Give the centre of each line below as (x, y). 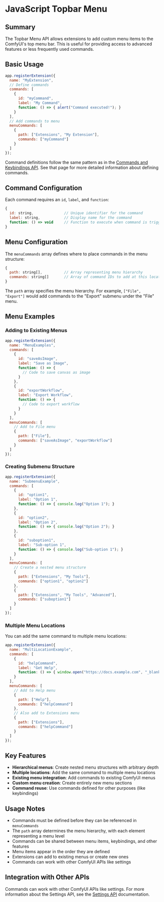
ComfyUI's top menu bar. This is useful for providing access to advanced (79, 44)
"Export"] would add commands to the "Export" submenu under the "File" (80, 296)
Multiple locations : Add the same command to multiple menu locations (84, 773)
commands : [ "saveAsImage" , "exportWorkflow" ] (65, 441)
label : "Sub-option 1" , (42, 545)
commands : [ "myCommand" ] (43, 139)
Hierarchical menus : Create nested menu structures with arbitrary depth (85, 767)
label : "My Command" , (40, 103)
